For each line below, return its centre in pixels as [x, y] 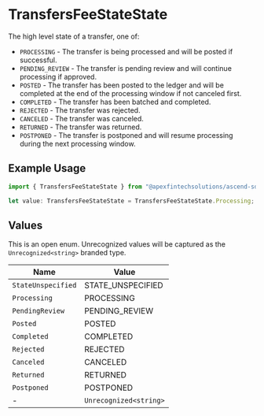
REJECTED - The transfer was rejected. [80, 110]
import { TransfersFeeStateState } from [75, 187]
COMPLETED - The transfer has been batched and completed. [115, 102]
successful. [38, 60]
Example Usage [47, 168]
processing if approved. [58, 76]
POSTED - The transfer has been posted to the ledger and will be [121, 85]
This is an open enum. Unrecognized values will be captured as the [117, 244]
